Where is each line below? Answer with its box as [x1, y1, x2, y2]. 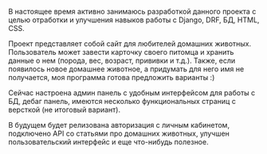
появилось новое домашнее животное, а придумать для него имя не [8, 64, 245, 74]
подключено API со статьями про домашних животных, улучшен [8, 129, 230, 138]
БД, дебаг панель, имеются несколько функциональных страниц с [8, 97, 237, 106]
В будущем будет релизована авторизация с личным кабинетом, [8, 121, 230, 129]
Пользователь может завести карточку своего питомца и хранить [8, 48, 234, 56]
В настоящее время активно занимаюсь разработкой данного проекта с [8, 7, 257, 16]
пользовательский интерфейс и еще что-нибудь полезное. [8, 137, 209, 146]
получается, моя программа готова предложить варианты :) [8, 73, 215, 82]
